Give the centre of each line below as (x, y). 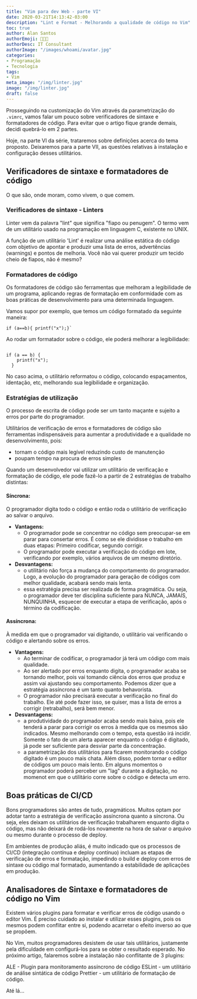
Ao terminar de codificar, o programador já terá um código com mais (106, 658)
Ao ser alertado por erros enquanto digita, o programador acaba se (105, 671)
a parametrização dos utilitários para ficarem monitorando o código (105, 752)
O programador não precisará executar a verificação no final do (101, 695)
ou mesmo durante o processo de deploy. (57, 835)
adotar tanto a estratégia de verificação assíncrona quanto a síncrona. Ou (95, 816)
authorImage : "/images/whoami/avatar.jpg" (59, 50)
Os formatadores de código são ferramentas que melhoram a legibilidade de (99, 287)
